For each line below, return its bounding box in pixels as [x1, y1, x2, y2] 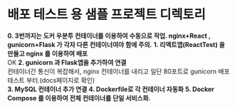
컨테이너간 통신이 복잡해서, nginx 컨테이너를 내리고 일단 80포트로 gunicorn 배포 [7, 67, 230, 76]
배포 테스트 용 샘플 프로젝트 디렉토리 [7, 6, 206, 23]
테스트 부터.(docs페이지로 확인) [7, 76, 95, 84]
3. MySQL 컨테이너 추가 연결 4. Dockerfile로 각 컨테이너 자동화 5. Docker [7, 85, 215, 93]
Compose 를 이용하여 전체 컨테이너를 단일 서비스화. [7, 93, 151, 102]
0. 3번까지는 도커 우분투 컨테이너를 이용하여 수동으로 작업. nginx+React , [7, 31, 211, 40]
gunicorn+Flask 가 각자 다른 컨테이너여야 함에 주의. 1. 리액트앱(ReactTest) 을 [7, 40, 226, 48]
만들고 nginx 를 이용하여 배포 [7, 49, 88, 58]
